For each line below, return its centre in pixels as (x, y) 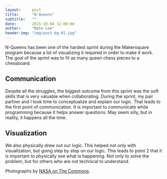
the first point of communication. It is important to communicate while (77, 107)
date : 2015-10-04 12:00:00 (40, 24)
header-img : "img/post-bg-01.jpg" (41, 33)
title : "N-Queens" (30, 14)
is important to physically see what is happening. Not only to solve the (77, 156)
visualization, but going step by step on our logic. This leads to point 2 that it (83, 150)
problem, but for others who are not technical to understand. (67, 161)
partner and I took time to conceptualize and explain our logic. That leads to (83, 101)
